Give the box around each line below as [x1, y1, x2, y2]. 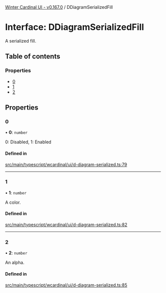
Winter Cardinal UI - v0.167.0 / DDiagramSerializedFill [5, 4, 113, 10]
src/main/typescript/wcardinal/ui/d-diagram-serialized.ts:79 [5, 161, 127, 168]
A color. [5, 199, 21, 205]
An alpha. [5, 260, 25, 266]
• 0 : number [5, 129, 28, 135]
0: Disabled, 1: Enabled [5, 139, 52, 145]
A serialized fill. [5, 38, 37, 44]
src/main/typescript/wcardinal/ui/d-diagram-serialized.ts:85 [5, 282, 127, 288]
